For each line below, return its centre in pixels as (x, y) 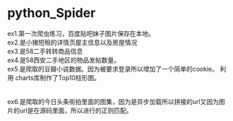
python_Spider (52, 13)
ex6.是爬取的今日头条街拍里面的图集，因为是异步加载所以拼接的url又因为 (113, 101)
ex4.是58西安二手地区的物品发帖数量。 (64, 60)
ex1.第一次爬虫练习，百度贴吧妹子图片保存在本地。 (81, 33)
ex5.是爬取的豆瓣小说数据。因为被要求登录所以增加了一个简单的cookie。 (113, 69)
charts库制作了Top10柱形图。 (58, 77)
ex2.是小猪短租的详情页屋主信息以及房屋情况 (72, 42)
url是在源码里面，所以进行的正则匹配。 (76, 110)
